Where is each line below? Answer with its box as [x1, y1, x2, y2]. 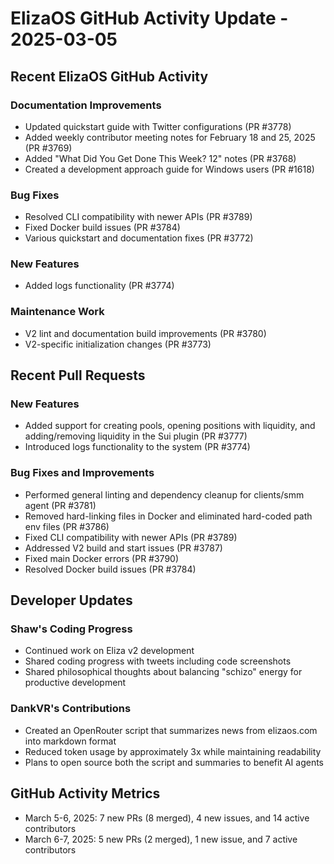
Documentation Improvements [10, 98, 162, 112]
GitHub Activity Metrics [10, 785, 161, 802]
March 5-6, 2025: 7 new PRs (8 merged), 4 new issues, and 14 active [24, 812, 310, 824]
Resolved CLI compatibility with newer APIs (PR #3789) [24, 211, 253, 223]
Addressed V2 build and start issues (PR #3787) [24, 542, 223, 554]
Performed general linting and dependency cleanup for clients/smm [24, 488, 305, 501]
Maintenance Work [10, 305, 105, 319]
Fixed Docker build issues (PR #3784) [24, 222, 181, 234]
